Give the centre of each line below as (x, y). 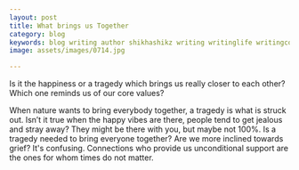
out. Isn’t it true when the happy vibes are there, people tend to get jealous (146, 120)
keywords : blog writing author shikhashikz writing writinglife (131, 42)
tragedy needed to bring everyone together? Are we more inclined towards (146, 139)
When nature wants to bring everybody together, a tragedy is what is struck (148, 110)
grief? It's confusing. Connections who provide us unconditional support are (149, 149)
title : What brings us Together (69, 26)
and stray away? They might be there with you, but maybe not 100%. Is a (143, 129)
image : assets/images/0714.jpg (67, 51)
